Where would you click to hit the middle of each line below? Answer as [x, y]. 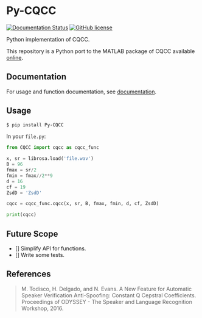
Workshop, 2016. [42, 308]
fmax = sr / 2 [21, 170]
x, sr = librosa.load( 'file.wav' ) [50, 159]
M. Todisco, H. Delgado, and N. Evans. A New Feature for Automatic [106, 289]
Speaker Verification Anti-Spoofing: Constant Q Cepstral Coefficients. [109, 295]
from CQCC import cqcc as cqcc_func [53, 148]
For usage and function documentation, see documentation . [82, 92]
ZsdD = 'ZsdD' [24, 193]
